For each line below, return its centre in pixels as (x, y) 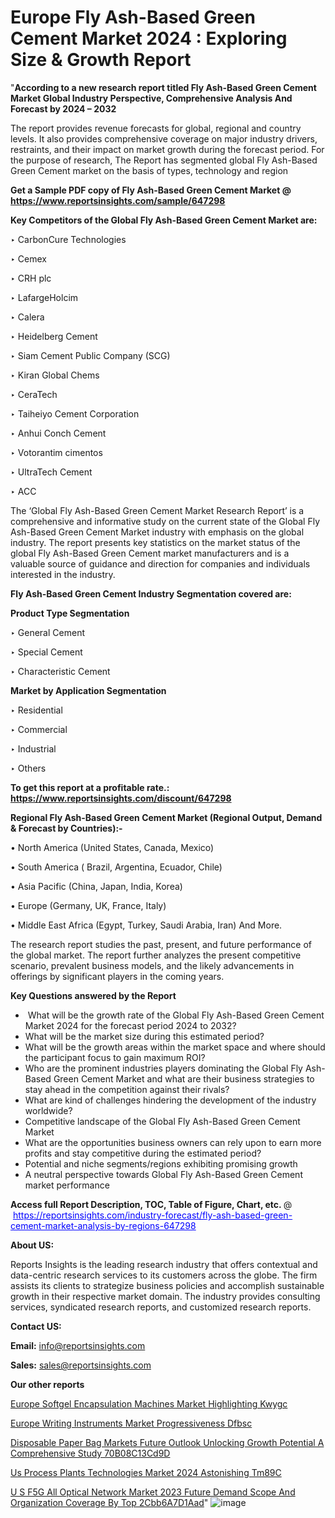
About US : (32, 1245)
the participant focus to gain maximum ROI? (115, 1057)
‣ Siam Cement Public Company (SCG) (90, 355)
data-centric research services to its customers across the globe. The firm (164, 1275)
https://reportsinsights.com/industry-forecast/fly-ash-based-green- (152, 1215)
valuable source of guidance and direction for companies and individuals (160, 563)
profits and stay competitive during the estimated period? (143, 1153)
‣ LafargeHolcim (44, 297)
